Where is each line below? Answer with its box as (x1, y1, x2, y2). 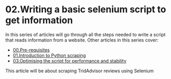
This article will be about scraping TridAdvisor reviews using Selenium (5, 68, 154, 74)
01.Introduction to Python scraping (12, 52, 86, 58)
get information (5, 14, 73, 26)
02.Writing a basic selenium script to (5, 4, 166, 15)
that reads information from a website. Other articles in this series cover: (5, 37, 159, 43)
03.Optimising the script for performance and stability (12, 57, 127, 64)
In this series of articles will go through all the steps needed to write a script (5, 31, 166, 37)
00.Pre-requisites (12, 47, 50, 53)
